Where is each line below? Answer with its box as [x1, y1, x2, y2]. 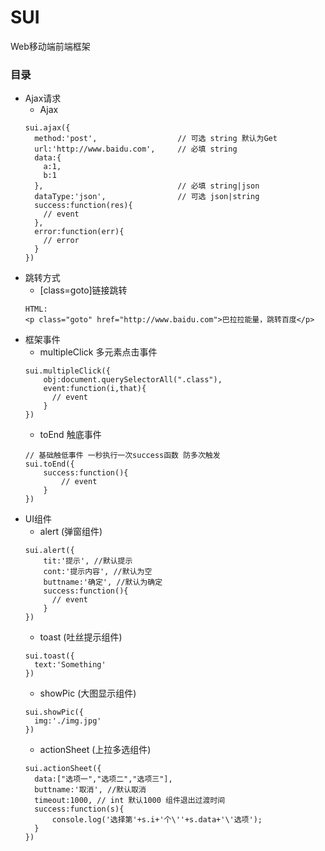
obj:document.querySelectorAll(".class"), [43, 375, 223, 385]
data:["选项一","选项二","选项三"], [34, 774, 173, 785]
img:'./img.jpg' [34, 716, 102, 726]
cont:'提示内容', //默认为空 [43, 567, 153, 577]
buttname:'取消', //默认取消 [34, 785, 147, 795]
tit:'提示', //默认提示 [43, 556, 133, 566]
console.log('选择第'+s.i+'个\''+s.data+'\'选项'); [51, 815, 263, 825]
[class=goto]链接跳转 [39, 284, 128, 296]
